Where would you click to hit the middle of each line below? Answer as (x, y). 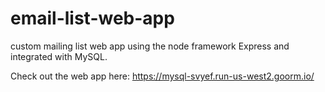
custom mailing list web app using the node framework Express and (150, 46)
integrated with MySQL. (59, 56)
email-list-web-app (92, 18)
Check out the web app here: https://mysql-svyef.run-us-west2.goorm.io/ (162, 76)
